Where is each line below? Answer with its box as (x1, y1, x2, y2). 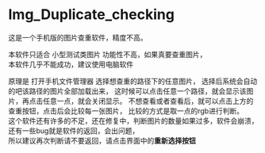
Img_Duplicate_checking (8, 6, 175, 24)
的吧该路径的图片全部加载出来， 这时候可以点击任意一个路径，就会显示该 (8, 86, 247, 96)
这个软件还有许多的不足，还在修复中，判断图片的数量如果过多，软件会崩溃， (8, 116, 259, 125)
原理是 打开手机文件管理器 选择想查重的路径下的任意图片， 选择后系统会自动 (8, 76, 258, 86)
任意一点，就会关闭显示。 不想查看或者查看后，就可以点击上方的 (42, 96, 254, 105)
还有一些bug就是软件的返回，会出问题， (8, 125, 140, 136)
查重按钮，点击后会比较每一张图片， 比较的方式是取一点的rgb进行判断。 (8, 105, 244, 116)
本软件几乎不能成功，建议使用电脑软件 (8, 59, 133, 69)
